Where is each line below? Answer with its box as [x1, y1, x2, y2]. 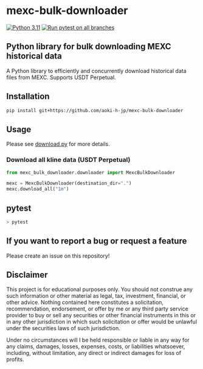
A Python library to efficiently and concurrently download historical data [6, 67, 187, 74]
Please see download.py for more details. [6, 141, 111, 148]
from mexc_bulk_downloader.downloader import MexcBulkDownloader [6, 169, 175, 175]
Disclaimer [6, 270, 48, 280]
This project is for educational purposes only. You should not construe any [6, 286, 193, 293]
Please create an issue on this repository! [6, 252, 110, 259]
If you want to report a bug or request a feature [6, 236, 187, 247]
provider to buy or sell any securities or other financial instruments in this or [6, 312, 196, 319]
